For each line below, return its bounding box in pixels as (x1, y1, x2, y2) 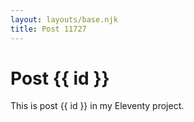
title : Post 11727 (10, 24, 87, 34)
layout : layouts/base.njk (10, 14, 118, 25)
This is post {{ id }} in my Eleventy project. (10, 100, 185, 112)
